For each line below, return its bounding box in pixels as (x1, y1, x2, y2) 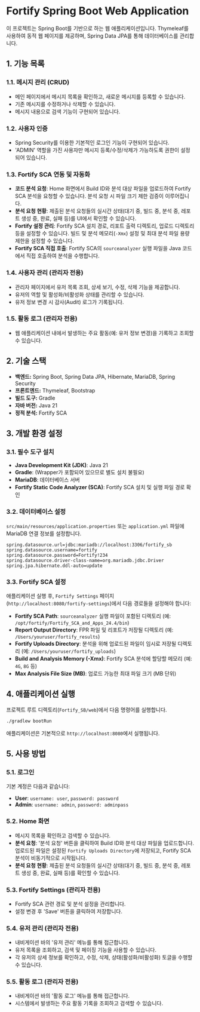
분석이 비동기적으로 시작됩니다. (14, 854, 88, 861)
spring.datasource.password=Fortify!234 (6, 552, 109, 558)
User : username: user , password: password (14, 795, 119, 802)
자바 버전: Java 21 (14, 401, 58, 409)
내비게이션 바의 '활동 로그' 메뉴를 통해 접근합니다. (14, 992, 130, 999)
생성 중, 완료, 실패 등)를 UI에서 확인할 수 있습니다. (21, 215, 137, 222)
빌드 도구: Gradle (14, 394, 56, 401)
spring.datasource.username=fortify (6, 547, 97, 553)
